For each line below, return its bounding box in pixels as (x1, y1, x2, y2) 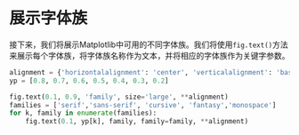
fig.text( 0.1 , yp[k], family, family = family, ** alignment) (25, 117, 249, 126)
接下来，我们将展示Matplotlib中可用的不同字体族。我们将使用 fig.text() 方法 (9, 39, 288, 50)
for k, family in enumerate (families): (9, 108, 158, 118)
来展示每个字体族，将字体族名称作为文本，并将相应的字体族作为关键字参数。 (9, 50, 290, 60)
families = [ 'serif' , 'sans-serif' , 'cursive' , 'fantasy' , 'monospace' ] (9, 100, 277, 109)
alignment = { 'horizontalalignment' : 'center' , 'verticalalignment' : (9, 67, 273, 76)
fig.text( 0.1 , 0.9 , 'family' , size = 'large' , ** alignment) (9, 92, 229, 101)
